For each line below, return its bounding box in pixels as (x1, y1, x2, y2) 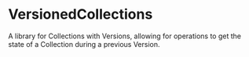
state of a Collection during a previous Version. (8, 39, 160, 48)
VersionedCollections (8, 5, 153, 23)
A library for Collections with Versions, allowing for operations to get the (8, 31, 242, 41)
